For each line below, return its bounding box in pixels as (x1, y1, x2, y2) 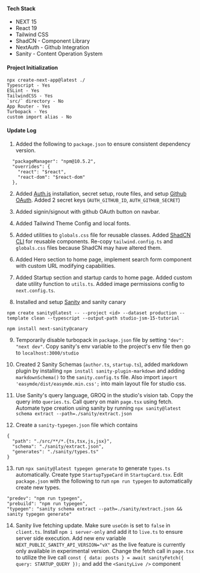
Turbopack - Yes (7, 109, 48, 115)
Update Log (7, 127, 37, 134)
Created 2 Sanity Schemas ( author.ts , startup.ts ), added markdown (15, 361, 189, 368)
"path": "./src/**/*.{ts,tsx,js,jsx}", (12, 438, 113, 444)
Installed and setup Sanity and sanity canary (15, 298, 126, 305)
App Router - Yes (7, 104, 51, 110)
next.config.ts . (15, 286, 56, 294)
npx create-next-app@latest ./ (7, 77, 86, 84)
